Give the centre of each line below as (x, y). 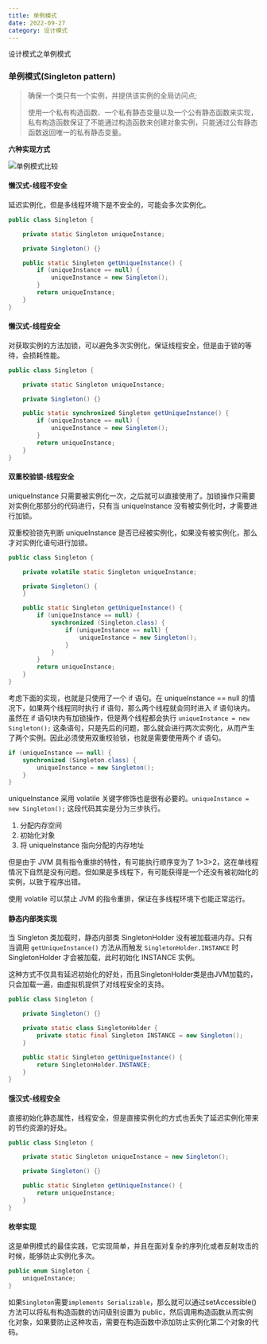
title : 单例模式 (33, 15)
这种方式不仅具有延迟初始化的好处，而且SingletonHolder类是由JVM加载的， (133, 974)
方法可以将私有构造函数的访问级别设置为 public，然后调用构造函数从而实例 (131, 1311)
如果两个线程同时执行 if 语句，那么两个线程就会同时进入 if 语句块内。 (141, 707)
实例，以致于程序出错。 (46, 882)
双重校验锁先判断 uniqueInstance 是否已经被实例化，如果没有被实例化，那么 (133, 533)
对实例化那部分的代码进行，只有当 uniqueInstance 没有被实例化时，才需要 (130, 505)
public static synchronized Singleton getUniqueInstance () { (126, 413)
